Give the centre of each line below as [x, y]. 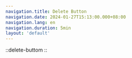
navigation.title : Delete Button [46, 11]
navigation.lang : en [31, 22]
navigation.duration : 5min [38, 28]
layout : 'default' [28, 33]
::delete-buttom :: [26, 50]
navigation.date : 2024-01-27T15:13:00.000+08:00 [66, 17]
